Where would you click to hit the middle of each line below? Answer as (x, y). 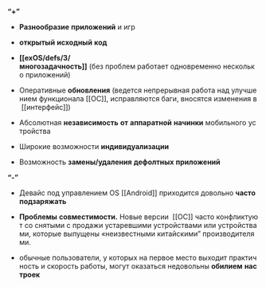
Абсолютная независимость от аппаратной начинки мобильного (133, 122)
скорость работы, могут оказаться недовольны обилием (145, 266)
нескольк (239, 66)
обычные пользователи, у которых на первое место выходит (123, 258)
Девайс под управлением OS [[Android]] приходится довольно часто (137, 193)
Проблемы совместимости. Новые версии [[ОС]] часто (117, 217)
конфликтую (237, 217)
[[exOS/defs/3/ (45, 58)
